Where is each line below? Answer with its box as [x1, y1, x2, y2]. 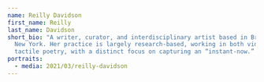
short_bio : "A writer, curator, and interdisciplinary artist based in [7, 33, 247, 41]
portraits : [7, 55, 43, 63]
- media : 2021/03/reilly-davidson [14, 62, 128, 70]
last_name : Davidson [7, 26, 76, 34]
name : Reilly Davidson [7, 11, 82, 20]
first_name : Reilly [7, 19, 72, 27]
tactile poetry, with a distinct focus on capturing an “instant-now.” [14, 48, 255, 55]
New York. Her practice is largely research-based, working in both [14, 41, 244, 48]
